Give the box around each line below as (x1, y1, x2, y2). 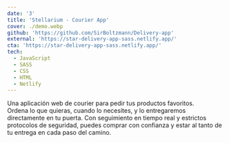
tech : (7, 49, 23, 56)
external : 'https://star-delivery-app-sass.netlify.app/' (7, 36, 177, 43)
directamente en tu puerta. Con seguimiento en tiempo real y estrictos (7, 114, 207, 122)
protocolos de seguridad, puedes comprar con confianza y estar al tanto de (7, 121, 222, 129)
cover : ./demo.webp (7, 23, 63, 30)
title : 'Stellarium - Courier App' (7, 16, 110, 23)
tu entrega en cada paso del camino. (7, 129, 112, 137)
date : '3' (7, 10, 36, 17)
